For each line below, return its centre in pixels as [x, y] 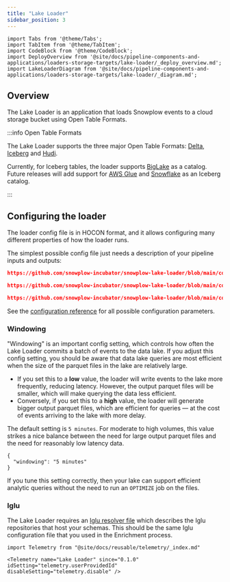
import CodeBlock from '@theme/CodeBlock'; [70, 51]
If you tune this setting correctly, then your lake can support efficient [104, 480]
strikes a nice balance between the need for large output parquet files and [112, 436]
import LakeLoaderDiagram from [52, 69]
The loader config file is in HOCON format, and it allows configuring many [111, 233]
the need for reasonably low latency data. [66, 443]
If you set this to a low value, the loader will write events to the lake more [120, 379]
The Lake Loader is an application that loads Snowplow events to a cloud [110, 112]
